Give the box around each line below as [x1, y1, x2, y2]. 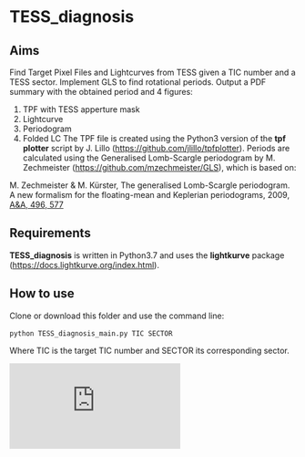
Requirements [9, 225, 91, 241]
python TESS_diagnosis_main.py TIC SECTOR [9, 328, 173, 338]
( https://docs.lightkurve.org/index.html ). [9, 259, 159, 270]
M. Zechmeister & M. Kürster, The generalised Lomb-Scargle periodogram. [9, 180, 290, 191]
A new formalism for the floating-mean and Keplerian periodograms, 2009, [9, 190, 290, 200]
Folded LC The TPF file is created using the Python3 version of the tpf [22, 133, 287, 143]
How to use [9, 286, 75, 302]
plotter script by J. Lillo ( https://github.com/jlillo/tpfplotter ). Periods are [22, 143, 290, 153]
